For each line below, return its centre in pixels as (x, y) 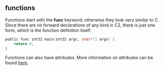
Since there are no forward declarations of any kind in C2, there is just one (80, 25)
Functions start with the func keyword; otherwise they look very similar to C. (82, 20)
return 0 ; (24, 44)
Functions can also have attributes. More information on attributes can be (79, 58)
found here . (17, 63)
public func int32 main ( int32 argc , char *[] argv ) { (60, 39)
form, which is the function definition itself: (48, 30)
